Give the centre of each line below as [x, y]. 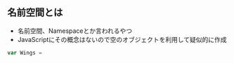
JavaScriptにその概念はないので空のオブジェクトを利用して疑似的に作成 [122, 39]
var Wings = [25, 52]
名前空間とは [35, 13]
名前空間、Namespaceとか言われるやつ [75, 31]
